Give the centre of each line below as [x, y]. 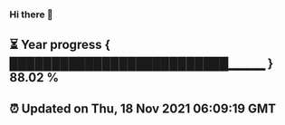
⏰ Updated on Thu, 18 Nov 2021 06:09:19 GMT [143, 108]
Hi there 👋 [32, 14]
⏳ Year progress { [60, 45]
